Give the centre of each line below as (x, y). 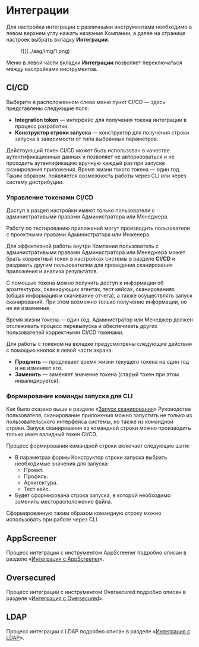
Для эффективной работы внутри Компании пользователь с (83, 246)
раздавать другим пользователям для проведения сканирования (90, 265)
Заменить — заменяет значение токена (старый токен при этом (97, 374)
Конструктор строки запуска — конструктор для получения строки (102, 132)
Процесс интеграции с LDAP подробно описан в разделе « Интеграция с (98, 631)
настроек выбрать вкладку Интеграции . (58, 39)
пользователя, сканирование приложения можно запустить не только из (99, 415)
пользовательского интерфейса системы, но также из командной (90, 422)
